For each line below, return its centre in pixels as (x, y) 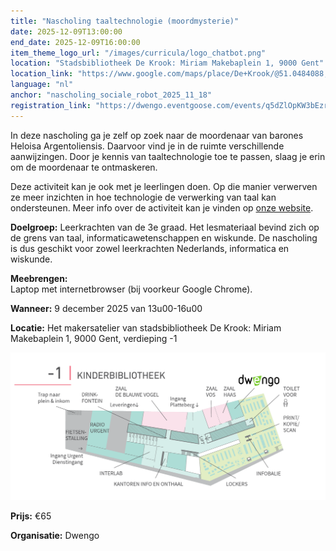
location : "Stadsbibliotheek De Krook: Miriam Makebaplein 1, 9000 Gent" (167, 63)
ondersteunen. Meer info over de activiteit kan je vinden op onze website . (162, 207)
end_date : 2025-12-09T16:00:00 (75, 42)
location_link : (42, 74)
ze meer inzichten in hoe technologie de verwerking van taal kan (143, 197)
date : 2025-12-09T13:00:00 (66, 31)
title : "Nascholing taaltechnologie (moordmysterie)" (125, 21)
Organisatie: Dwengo (55, 536)
